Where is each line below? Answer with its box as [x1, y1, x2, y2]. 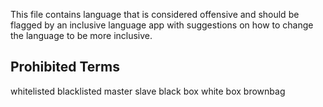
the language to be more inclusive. [10, 30, 153, 41]
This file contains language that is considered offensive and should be [10, 9, 300, 20]
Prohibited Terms [10, 59, 120, 76]
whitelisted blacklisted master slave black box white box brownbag [10, 85, 286, 97]
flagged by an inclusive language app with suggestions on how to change [10, 19, 314, 31]
